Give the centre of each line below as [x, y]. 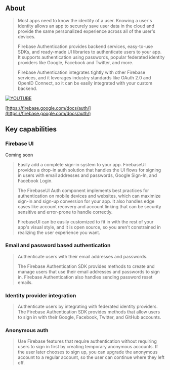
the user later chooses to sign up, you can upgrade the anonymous [88, 352]
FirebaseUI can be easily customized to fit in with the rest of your [86, 221]
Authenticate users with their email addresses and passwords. [82, 256]
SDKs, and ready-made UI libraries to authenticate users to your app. [90, 52]
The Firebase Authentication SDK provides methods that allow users [89, 312]
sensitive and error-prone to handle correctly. [65, 212]
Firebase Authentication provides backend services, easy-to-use [85, 46]
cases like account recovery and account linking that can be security [89, 206]
